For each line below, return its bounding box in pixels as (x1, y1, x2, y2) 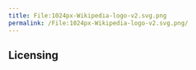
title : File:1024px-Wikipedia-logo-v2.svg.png (8, 11, 167, 20)
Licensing (8, 49, 59, 62)
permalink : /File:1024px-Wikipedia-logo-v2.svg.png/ (8, 19, 189, 27)
